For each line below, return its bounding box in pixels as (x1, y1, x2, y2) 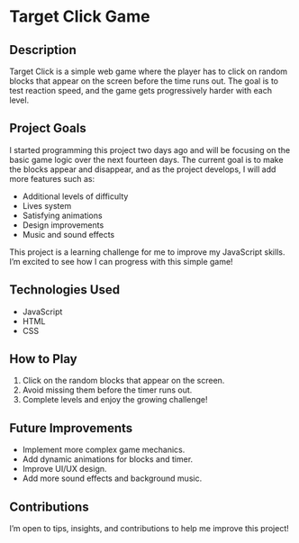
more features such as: (9, 173, 95, 184)
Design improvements (22, 219, 104, 231)
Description (9, 42, 77, 58)
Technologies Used (9, 282, 120, 298)
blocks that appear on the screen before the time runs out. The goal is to (9, 76, 279, 86)
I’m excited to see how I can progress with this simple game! (9, 256, 233, 267)
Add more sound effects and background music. (22, 473, 203, 484)
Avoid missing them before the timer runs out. (22, 385, 193, 395)
